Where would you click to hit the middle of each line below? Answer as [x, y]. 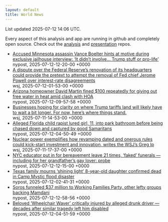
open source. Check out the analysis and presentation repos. [68, 44]
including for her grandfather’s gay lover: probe [61, 160]
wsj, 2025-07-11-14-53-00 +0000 [47, 118]
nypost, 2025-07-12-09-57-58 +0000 [52, 101]
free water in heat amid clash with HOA [53, 96]
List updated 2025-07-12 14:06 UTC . [43, 29]
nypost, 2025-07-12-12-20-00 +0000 [51, 64]
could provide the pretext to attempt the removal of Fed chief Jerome [84, 75]
